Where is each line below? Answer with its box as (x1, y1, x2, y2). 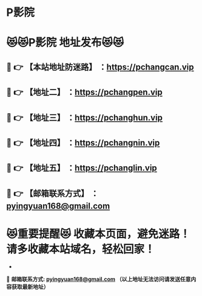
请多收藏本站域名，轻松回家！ (6, 242, 156, 256)
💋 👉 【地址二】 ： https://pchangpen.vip (6, 87, 163, 97)
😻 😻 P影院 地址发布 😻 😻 (6, 36, 124, 49)
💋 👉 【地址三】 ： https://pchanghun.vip (6, 112, 163, 122)
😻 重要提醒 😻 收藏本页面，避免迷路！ (6, 227, 191, 241)
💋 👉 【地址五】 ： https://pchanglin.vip (6, 163, 158, 174)
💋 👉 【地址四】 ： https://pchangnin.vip (6, 138, 160, 148)
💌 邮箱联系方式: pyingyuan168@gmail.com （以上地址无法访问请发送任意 (6, 275, 191, 283)
